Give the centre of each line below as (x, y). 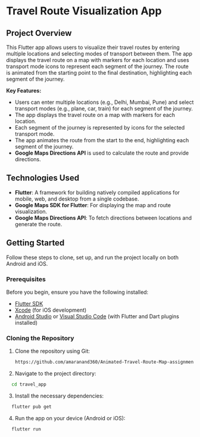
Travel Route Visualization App (84, 11)
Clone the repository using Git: (52, 351)
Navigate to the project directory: (55, 374)
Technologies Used (43, 178)
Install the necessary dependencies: (59, 396)
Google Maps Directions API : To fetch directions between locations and (103, 218)
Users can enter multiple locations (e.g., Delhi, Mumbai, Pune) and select (104, 102)
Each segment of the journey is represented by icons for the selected (100, 127)
